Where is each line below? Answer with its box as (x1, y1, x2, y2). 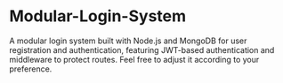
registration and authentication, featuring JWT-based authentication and (9, 44, 275, 55)
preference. (9, 64, 53, 74)
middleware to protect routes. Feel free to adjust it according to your (9, 54, 260, 64)
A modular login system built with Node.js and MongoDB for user (9, 35, 247, 46)
